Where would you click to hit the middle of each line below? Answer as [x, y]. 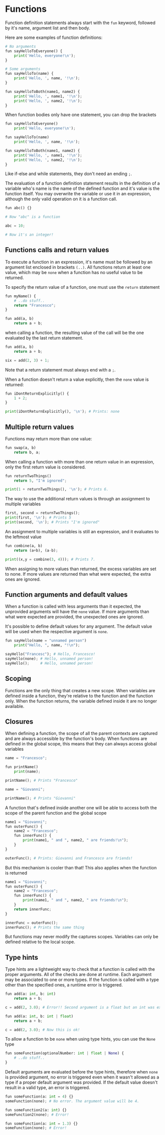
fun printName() [22, 767]
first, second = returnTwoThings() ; [42, 513]
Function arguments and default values [66, 595]
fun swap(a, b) [21, 448]
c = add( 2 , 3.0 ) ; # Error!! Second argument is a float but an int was [80, 1007]
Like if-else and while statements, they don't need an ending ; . [69, 174]
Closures [19, 721]
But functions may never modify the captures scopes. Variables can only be [82, 937]
